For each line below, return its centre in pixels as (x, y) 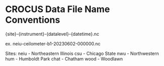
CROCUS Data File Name (58, 9)
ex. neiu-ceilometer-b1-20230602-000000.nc (53, 43)
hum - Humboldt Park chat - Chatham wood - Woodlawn (64, 58)
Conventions (33, 20)
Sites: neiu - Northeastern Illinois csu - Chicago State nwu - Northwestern (82, 53)
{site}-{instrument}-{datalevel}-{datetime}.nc (52, 34)
